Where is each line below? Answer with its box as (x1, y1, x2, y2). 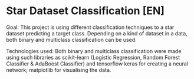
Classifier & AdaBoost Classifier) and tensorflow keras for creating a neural (6, 60, 189, 67)
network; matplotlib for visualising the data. (6, 66, 111, 73)
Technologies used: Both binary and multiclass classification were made (6, 47, 182, 54)
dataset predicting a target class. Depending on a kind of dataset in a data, (6, 29, 188, 37)
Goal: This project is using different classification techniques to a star (6, 24, 175, 31)
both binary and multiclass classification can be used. (6, 36, 137, 43)
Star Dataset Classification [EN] (6, 4, 165, 18)
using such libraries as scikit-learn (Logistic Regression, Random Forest (6, 54, 180, 61)
